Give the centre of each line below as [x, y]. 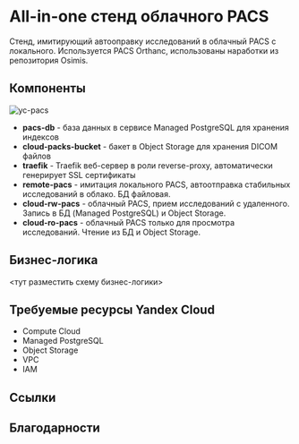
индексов [41, 137]
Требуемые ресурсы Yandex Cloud [112, 309]
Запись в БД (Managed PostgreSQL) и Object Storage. [124, 213]
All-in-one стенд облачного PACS [139, 17]
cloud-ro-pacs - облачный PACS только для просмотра [128, 222]
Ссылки [33, 397]
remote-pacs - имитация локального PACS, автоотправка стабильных [156, 184]
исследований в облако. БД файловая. [97, 193]
